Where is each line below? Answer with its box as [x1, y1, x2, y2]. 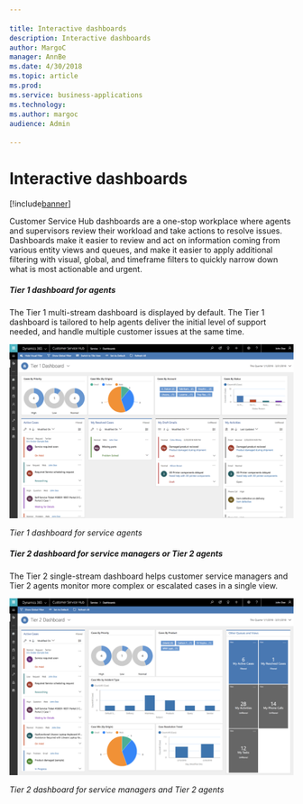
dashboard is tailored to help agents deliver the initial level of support [9, 316, 267, 328]
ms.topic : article [9, 72, 78, 81]
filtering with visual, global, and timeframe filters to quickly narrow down [9, 254, 279, 265]
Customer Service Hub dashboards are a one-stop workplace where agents [9, 216, 291, 227]
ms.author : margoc [9, 109, 78, 119]
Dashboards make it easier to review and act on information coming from [9, 235, 280, 246]
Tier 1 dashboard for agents [9, 284, 116, 295]
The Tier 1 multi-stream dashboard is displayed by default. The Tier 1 [9, 307, 265, 318]
